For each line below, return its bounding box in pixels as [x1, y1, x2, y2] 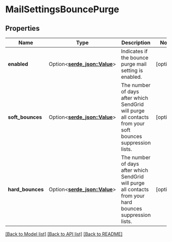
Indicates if [121, 48, 148, 55]
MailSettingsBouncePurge [5, 4, 119, 15]
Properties [5, 24, 40, 33]
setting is [121, 67, 143, 74]
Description [121, 39, 151, 46]
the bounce [121, 54, 148, 61]
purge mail [121, 60, 147, 68]
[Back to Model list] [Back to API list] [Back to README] [5, 231, 123, 237]
